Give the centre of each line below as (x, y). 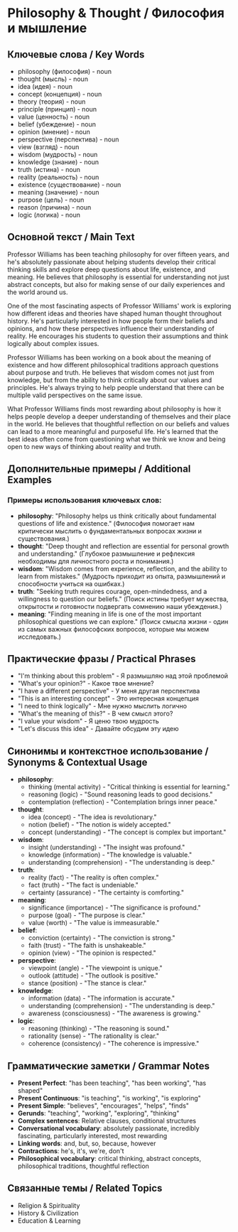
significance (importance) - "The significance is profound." (114, 908)
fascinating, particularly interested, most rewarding (92, 1135)
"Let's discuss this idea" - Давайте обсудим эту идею (98, 729)
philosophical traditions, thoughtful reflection (83, 1166)
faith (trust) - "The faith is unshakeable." (87, 946)
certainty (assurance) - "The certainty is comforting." (106, 892)
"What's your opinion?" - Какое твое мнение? (86, 683)
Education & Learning (49, 1221)
